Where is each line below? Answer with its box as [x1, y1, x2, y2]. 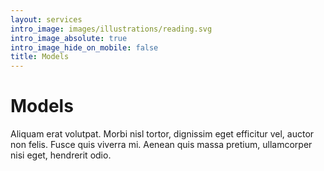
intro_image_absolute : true [10, 33, 128, 43]
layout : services [10, 14, 83, 25]
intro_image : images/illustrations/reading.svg [10, 24, 213, 34]
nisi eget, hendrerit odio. [10, 149, 112, 161]
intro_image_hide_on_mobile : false [10, 42, 159, 53]
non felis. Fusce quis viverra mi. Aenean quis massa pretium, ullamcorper [10, 139, 313, 151]
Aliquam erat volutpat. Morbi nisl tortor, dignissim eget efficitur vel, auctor [10, 128, 315, 140]
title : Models [10, 52, 70, 62]
